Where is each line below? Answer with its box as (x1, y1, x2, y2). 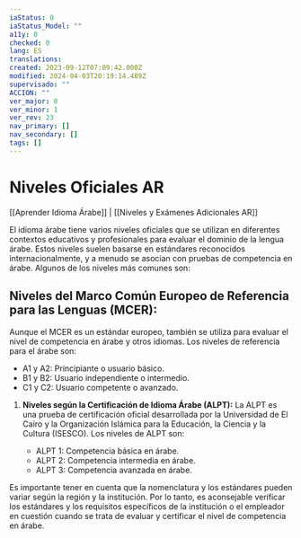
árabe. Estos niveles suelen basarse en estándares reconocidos (9, 243, 245, 254)
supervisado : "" (9, 80, 70, 89)
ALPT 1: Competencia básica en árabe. (35, 445, 180, 456)
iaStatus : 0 (9, 13, 54, 22)
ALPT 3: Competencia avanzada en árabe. (35, 464, 193, 475)
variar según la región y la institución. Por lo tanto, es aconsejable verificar (9, 491, 286, 502)
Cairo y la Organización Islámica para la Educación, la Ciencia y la (22, 419, 267, 429)
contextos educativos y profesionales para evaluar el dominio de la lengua (9, 234, 285, 244)
